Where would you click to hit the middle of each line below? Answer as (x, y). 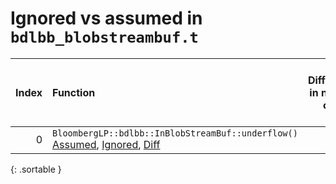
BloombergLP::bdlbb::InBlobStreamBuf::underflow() (175, 133)
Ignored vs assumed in (106, 18)
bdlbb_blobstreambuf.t (104, 37)
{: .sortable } (36, 169)
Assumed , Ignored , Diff (106, 144)
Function (74, 92)
